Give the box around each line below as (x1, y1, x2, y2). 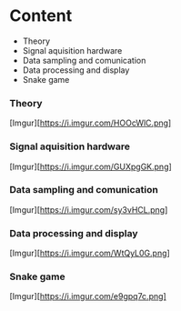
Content (9, 5, 73, 26)
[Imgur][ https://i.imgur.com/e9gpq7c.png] (9, 291, 166, 302)
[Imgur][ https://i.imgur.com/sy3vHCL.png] (9, 204, 168, 215)
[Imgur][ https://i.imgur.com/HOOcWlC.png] (9, 117, 172, 128)
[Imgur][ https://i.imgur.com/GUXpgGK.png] (9, 161, 173, 172)
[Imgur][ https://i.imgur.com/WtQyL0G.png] (9, 247, 170, 259)
